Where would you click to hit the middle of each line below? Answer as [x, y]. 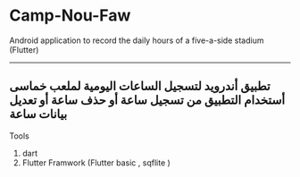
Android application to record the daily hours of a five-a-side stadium [137, 40]
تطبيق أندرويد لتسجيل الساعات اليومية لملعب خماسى [140, 86]
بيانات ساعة [38, 114]
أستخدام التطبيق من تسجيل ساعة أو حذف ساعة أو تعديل [147, 101]
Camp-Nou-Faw [70, 16]
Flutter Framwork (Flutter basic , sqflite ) [96, 163]
